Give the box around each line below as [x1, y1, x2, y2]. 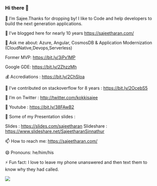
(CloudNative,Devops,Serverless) [5, 45, 72, 51]
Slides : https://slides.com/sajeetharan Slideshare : [5, 123, 108, 129]
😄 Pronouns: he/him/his [5, 150, 54, 156]
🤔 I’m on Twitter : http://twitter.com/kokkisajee [5, 95, 98, 101]
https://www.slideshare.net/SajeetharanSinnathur [5, 129, 105, 134]
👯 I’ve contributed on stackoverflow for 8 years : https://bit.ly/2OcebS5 [5, 85, 148, 91]
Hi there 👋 [5, 4, 29, 11]
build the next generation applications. [5, 21, 83, 27]
